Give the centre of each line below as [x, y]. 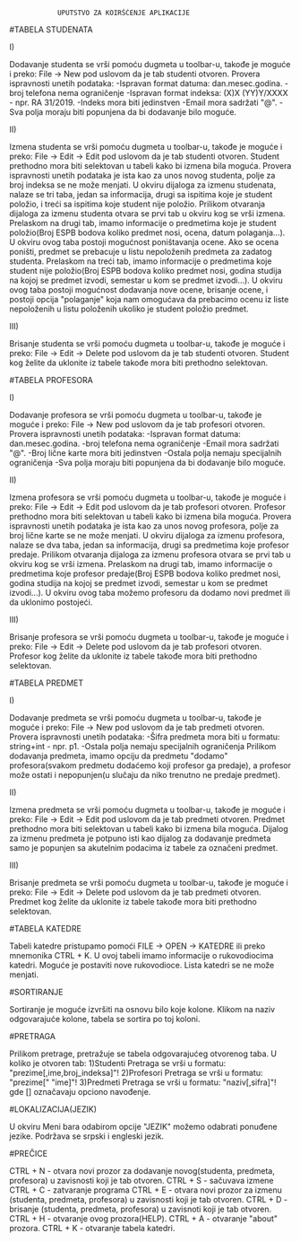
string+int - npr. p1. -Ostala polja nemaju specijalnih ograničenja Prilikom [143, 746]
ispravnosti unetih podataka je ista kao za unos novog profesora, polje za [144, 526]
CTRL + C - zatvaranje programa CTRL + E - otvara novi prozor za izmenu [146, 1190]
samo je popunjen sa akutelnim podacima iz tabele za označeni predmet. [144, 848]
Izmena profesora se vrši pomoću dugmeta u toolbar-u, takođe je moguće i [148, 497]
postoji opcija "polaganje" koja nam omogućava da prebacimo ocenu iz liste [149, 299]
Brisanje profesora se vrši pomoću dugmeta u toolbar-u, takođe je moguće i [149, 637]
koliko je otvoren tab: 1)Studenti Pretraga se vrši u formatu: [118, 1063]
